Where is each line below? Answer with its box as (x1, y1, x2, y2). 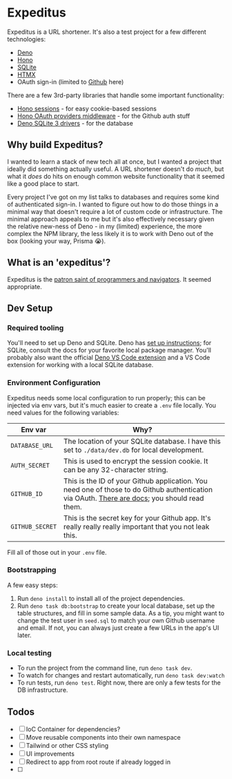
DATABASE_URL (10, 442, 54, 449)
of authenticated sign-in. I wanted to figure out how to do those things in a (7, 200, 219, 208)
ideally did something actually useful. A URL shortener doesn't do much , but (7, 164, 224, 173)
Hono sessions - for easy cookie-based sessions (17, 104, 157, 112)
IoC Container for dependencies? (26, 724, 121, 733)
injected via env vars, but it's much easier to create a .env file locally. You (7, 401, 216, 409)
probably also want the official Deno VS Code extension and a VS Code (7, 353, 211, 362)
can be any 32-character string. (63, 464, 168, 474)
